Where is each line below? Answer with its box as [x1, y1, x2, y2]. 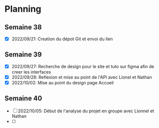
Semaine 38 [4, 23, 42, 31]
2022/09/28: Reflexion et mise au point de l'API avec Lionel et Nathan [11, 74, 152, 80]
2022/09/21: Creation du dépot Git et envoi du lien [11, 36, 113, 42]
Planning [4, 3, 42, 15]
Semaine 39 [4, 51, 42, 59]
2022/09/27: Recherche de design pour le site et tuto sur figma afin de [11, 63, 155, 69]
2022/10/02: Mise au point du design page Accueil [11, 80, 114, 85]
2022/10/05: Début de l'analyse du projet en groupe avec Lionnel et [18, 108, 155, 114]
